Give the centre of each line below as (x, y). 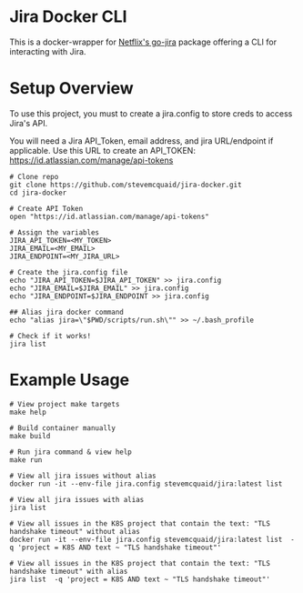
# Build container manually (63, 428)
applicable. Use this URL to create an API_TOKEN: (102, 150)
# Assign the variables (55, 232)
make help (28, 412)
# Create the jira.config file (69, 272)
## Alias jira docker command (67, 312)
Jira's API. (29, 123)
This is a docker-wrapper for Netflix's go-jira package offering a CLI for (143, 42)
